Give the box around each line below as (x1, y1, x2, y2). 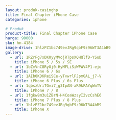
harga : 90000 (5, 36, 33, 41)
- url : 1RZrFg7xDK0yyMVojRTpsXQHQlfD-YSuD (10, 55, 102, 60)
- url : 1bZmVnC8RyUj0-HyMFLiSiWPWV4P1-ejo (10, 64, 102, 69)
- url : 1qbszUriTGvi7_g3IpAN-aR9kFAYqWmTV (10, 83, 102, 88)
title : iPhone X (14, 107, 50, 112)
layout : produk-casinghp (5, 7, 58, 13)
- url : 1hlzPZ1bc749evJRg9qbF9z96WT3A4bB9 (10, 102, 102, 107)
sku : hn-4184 (5, 40, 33, 46)
